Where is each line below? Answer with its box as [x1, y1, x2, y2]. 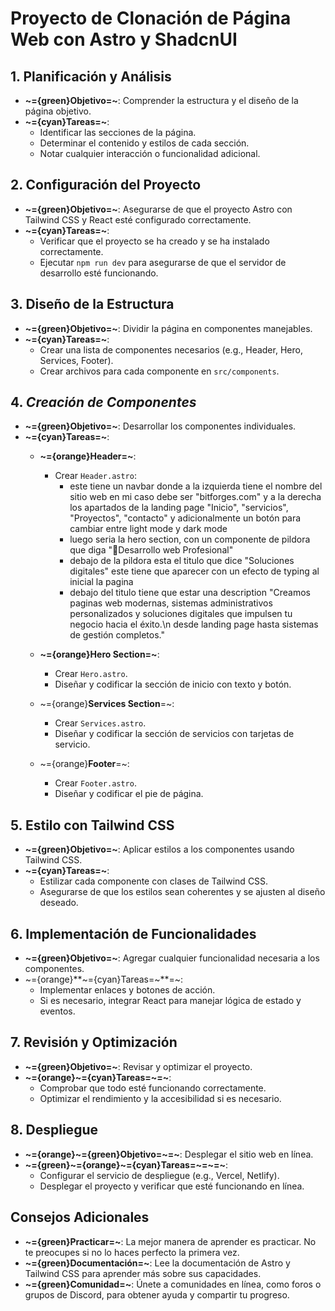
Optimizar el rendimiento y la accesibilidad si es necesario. [39, 1092, 282, 1104]
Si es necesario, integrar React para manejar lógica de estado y [39, 995, 302, 1007]
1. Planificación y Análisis [10, 68, 172, 85]
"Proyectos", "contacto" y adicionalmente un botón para [69, 512, 302, 524]
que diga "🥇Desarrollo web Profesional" [69, 544, 234, 556]
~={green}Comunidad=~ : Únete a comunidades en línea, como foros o [24, 1278, 322, 1290]
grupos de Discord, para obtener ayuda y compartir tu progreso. [24, 1288, 290, 1301]
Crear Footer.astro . [54, 777, 137, 789]
